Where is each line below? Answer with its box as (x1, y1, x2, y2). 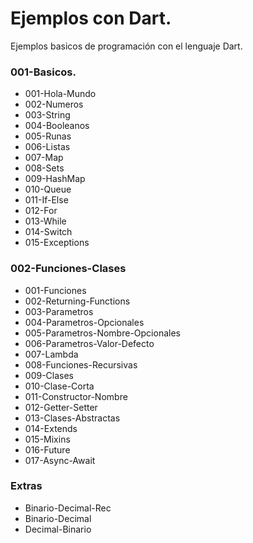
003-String (24, 109, 71, 121)
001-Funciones (24, 284, 87, 296)
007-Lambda (24, 348, 79, 360)
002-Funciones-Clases (10, 262, 127, 276)
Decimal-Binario (24, 523, 92, 535)
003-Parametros (24, 305, 94, 317)
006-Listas (24, 141, 71, 153)
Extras (10, 479, 43, 493)
